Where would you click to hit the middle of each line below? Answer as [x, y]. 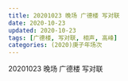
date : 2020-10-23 [37, 23]
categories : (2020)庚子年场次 [55, 45]
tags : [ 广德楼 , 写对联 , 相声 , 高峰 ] [63, 38]
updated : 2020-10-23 [43, 30]
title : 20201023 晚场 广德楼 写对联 [64, 15]
